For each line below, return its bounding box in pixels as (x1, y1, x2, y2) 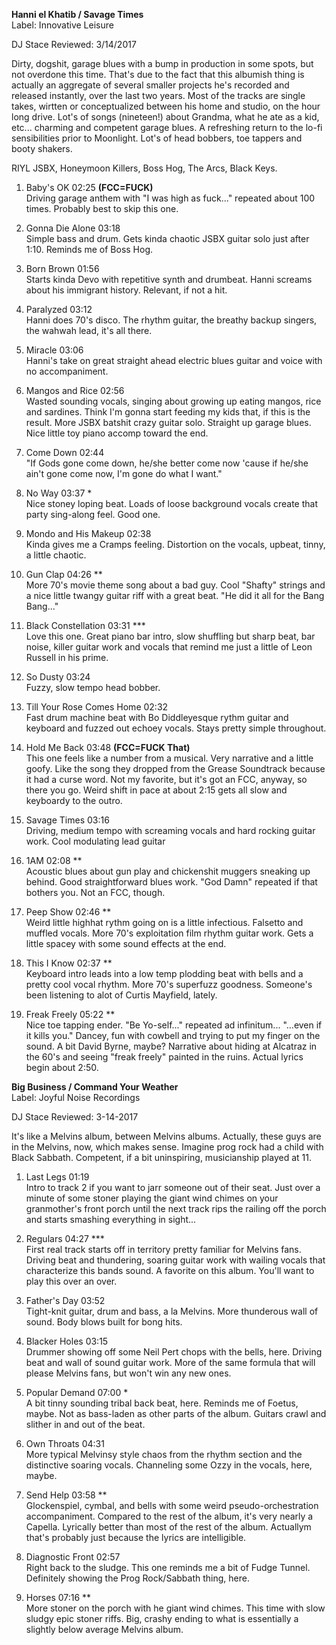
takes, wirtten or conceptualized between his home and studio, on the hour (11, 100, 321, 112)
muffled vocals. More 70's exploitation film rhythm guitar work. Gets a (25, 927, 314, 939)
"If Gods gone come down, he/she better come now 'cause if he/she (25, 457, 309, 469)
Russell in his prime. (25, 652, 109, 663)
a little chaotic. (25, 549, 87, 561)
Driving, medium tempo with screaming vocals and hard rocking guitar (25, 825, 316, 836)
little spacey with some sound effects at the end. (25, 938, 227, 949)
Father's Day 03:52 (25, 1295, 106, 1306)
